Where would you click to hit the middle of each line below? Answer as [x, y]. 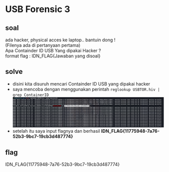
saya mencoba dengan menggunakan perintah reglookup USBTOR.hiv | [86, 89]
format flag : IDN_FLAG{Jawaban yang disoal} [53, 56]
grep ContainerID [31, 95]
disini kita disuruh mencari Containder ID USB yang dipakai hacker [81, 83]
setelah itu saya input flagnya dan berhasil [56, 131]
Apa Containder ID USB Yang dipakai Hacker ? [53, 51]
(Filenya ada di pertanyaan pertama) [43, 45]
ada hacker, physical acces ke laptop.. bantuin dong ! [60, 40]
